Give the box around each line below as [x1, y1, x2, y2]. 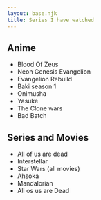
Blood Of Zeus [17, 60, 59, 69]
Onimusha [17, 90, 47, 98]
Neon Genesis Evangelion [17, 68, 91, 76]
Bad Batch [17, 112, 47, 120]
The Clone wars [17, 104, 63, 112]
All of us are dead [17, 150, 68, 159]
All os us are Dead [17, 187, 70, 195]
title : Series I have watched [7, 17, 95, 23]
